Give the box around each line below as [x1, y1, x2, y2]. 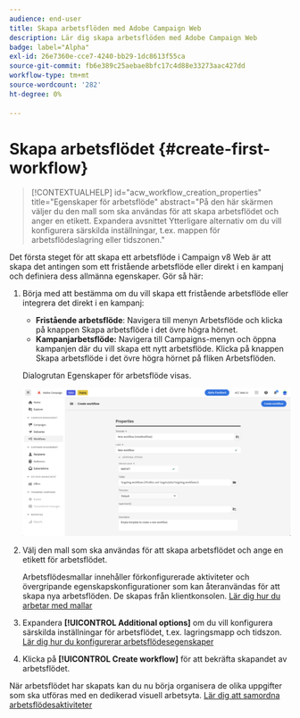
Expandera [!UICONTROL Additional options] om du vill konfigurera [21, 617, 273, 629]
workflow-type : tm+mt [9, 71, 90, 80]
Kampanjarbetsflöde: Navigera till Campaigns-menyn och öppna [35, 334, 277, 345]
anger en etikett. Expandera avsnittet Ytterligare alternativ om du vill [30, 215, 282, 227]
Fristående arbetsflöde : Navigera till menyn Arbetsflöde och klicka [35, 315, 283, 326]
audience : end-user [9, 14, 82, 23]
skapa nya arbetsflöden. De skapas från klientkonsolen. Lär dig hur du [21, 590, 281, 602]
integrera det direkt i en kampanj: [21, 297, 145, 308]
